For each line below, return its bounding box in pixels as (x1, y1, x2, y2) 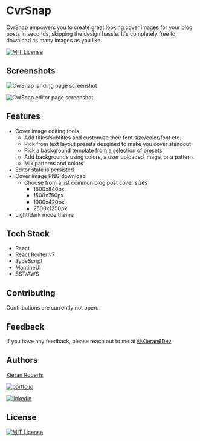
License (6, 413, 37, 423)
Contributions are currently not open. (6, 304, 98, 311)
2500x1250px (33, 204, 68, 212)
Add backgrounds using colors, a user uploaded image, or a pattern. (24, 153, 195, 161)
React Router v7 (15, 251, 56, 258)
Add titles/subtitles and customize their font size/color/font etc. (24, 134, 181, 141)
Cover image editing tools (15, 127, 80, 134)
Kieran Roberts (6, 371, 44, 379)
